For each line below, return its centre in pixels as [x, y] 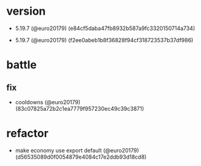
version [26, 11]
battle [21, 65]
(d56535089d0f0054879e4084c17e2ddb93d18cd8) [81, 157]
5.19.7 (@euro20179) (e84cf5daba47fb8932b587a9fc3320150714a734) [105, 28]
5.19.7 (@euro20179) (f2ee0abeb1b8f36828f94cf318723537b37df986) [104, 40]
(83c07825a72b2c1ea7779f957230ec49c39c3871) [80, 108]
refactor [28, 134]
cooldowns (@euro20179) [48, 102]
